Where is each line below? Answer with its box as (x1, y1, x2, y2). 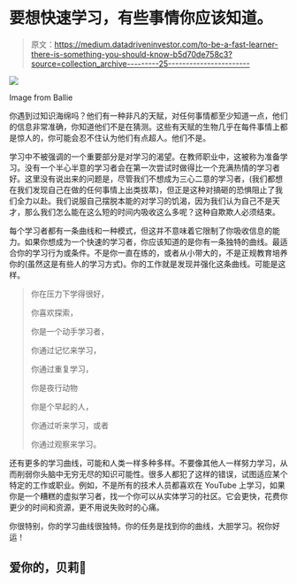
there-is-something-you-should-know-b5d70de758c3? (30, 49, 232, 59)
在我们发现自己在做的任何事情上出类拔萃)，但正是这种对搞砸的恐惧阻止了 (9, 184, 276, 195)
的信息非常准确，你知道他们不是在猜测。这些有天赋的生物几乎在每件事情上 (9, 121, 280, 132)
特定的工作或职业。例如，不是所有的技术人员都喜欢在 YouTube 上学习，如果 (9, 480, 286, 490)
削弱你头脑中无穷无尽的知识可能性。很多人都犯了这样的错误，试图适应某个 (16, 468, 288, 479)
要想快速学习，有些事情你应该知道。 (9, 8, 273, 28)
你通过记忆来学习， (30, 344, 102, 355)
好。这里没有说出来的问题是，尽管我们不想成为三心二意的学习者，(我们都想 (9, 173, 284, 184)
